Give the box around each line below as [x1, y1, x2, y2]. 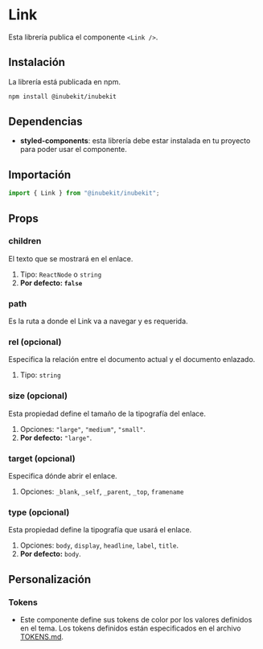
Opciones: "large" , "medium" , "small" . [19, 424, 146, 433]
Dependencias [8, 115, 83, 129]
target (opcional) [8, 453, 76, 464]
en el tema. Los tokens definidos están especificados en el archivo [19, 623, 241, 633]
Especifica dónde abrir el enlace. [8, 471, 118, 480]
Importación [8, 167, 72, 182]
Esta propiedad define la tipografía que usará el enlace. [8, 525, 192, 535]
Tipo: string [19, 370, 62, 380]
